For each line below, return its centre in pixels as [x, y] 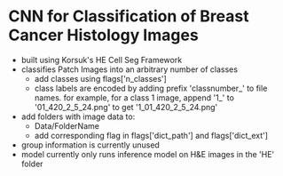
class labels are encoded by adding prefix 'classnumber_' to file [151, 88]
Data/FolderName [67, 125]
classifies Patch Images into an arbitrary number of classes [130, 69]
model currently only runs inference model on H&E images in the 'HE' [148, 154]
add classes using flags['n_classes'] [101, 78]
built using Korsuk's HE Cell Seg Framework [102, 60]
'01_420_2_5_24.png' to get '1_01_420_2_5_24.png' [126, 107]
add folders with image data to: [78, 116]
